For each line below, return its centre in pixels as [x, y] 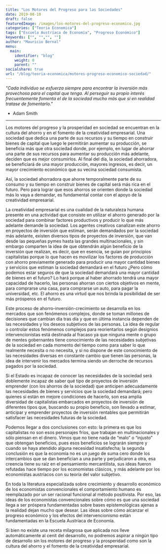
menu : [11, 46]
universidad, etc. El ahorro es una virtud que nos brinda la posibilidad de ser [83, 293]
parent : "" [26, 65]
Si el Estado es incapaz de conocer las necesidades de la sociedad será [79, 375]
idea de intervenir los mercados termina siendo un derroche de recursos [79, 360]
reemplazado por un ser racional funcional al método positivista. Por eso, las [83, 494]
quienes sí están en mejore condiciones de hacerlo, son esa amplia [74, 396]
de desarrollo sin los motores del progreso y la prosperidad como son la [79, 541]
